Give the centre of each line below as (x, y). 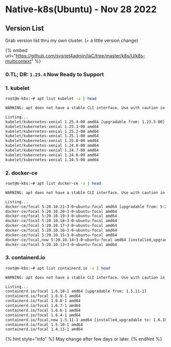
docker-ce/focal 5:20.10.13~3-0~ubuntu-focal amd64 (61, 244)
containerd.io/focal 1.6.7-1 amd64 (43, 306)
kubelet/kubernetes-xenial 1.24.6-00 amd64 (52, 155)
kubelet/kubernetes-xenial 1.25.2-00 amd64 (52, 131)
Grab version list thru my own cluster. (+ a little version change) (72, 40)
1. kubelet (17, 88)
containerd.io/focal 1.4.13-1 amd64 (44, 329)
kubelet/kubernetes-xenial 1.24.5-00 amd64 (52, 160)
